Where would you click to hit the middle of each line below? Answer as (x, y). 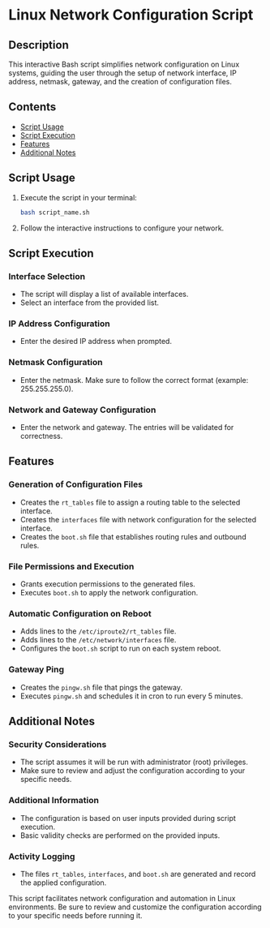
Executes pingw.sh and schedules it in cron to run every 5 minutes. (131, 696)
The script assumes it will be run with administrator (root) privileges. (134, 762)
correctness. (41, 436)
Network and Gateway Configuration (82, 410)
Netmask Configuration (56, 363)
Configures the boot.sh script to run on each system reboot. (120, 649)
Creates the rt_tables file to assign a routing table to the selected (130, 502)
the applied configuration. (63, 883)
